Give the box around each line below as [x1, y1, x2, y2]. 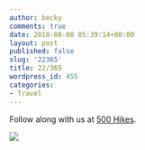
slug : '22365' [9, 55, 63, 64]
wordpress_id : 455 [9, 72, 78, 81]
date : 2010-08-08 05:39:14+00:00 [9, 30, 135, 39]
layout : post [9, 38, 59, 48]
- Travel [9, 89, 42, 98]
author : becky [9, 13, 63, 23]
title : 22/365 [9, 64, 63, 73]
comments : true [9, 22, 67, 31]
